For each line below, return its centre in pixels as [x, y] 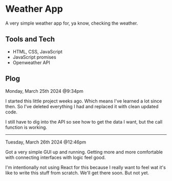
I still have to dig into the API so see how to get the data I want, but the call [84, 122]
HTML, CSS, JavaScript [38, 51]
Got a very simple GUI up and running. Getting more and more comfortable [84, 152]
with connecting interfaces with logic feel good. [56, 157]
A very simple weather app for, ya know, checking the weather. [72, 23]
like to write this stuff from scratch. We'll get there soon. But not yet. [77, 173]
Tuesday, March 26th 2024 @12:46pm [46, 142]
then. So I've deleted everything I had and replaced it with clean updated [82, 106]
